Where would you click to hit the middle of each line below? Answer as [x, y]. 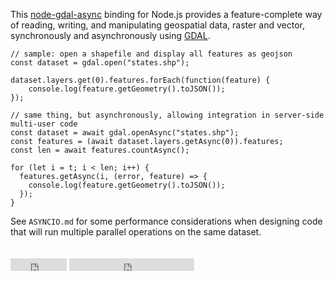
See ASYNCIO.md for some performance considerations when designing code [166, 221]
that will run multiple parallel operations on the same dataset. [136, 232]
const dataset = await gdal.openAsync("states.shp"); [125, 133]
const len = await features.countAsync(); [100, 150]
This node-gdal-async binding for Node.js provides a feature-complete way [166, 14]
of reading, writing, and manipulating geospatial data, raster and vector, [158, 25]
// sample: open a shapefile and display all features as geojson [151, 54]
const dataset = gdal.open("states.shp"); [100, 63]
